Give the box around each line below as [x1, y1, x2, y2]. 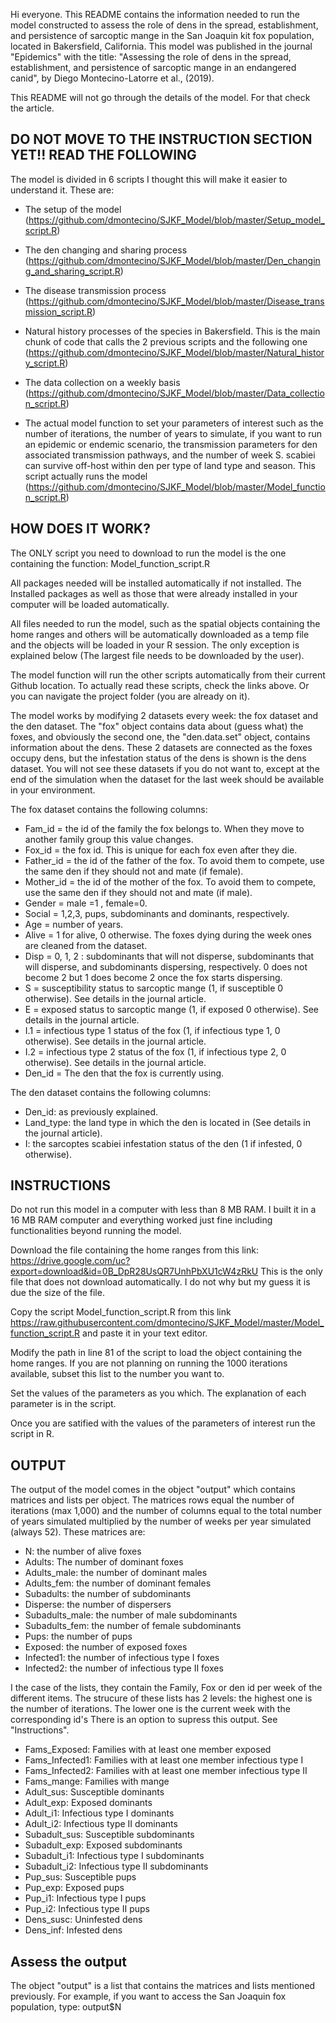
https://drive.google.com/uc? [10, 1255, 131, 1267]
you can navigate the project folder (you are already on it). [10, 690, 251, 702]
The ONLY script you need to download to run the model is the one [10, 547, 287, 559]
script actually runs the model [24, 470, 148, 482]
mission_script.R [24, 305, 93, 318]
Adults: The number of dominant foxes [24, 1556, 184, 1568]
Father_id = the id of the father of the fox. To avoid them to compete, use [24, 854, 325, 866]
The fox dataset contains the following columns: [10, 803, 208, 815]
